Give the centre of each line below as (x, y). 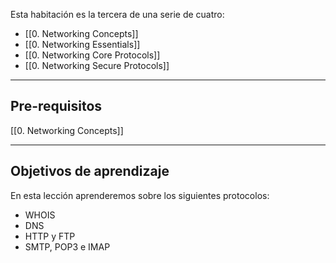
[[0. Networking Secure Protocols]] (97, 65)
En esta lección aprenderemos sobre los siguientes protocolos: (140, 195)
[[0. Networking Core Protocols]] (92, 55)
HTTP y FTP (50, 236)
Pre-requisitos (56, 106)
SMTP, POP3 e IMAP (67, 246)
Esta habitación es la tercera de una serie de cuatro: (117, 14)
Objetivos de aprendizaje (90, 171)
